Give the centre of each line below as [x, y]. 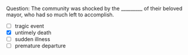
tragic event [29, 26]
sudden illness [32, 39]
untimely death [33, 33]
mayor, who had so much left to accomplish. [60, 15]
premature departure [40, 46]
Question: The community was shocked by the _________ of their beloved [94, 8]
